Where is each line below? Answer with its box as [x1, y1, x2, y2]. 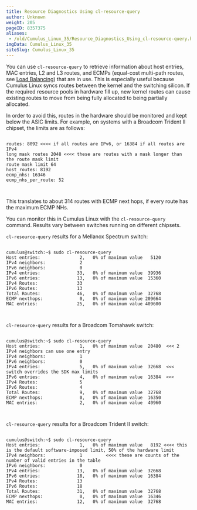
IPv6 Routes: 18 [6, 483, 83, 489]
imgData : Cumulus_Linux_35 [6, 42, 72, 48]
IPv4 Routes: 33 [6, 280, 83, 286]
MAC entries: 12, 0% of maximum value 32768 [6, 498, 161, 505]
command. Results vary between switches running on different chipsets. [6, 221, 181, 228]
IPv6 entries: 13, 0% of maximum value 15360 [6, 275, 161, 281]
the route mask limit [6, 156, 59, 162]
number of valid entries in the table [6, 457, 101, 464]
